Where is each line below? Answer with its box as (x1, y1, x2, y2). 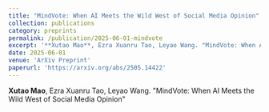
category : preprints (8, 26, 78, 34)
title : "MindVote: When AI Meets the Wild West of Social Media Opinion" (8, 11, 260, 20)
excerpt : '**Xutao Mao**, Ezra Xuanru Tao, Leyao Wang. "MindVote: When (8, 42, 256, 50)
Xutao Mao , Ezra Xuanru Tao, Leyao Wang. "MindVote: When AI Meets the (8, 86, 255, 95)
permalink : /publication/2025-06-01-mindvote (8, 34, 163, 42)
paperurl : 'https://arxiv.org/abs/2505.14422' (8, 64, 167, 72)
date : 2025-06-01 (8, 49, 66, 57)
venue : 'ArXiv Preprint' (8, 57, 91, 65)
